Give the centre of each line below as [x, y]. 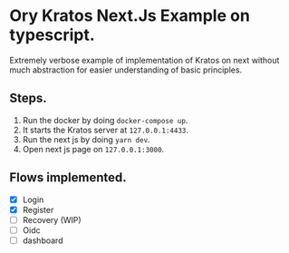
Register [38, 209]
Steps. [28, 98]
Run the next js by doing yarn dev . [87, 139]
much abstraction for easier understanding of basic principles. [126, 70]
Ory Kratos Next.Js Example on [130, 16]
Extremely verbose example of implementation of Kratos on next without [144, 60]
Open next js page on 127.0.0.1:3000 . [93, 149]
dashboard [43, 240]
